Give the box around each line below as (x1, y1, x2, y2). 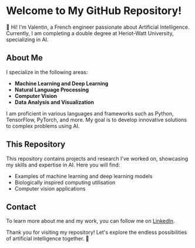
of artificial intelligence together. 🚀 (6, 235, 89, 242)
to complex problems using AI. (6, 122, 80, 130)
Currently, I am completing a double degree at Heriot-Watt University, (6, 29, 174, 36)
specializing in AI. (6, 36, 49, 43)
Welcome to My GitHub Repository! (6, 4, 182, 18)
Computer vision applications (14, 185, 86, 192)
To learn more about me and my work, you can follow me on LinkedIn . (6, 218, 175, 225)
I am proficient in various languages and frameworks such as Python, (6, 110, 174, 117)
